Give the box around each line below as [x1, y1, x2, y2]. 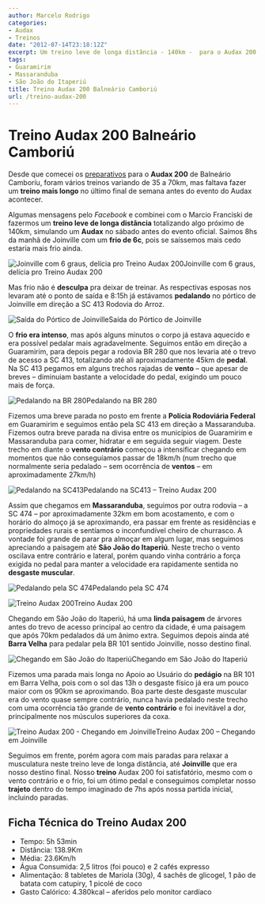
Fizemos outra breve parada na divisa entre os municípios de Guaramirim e [8, 428, 253, 437]
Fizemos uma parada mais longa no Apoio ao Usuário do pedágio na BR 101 [8, 670, 255, 679]
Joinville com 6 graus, [183, 259, 256, 269]
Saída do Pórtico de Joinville [108, 315, 202, 324]
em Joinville [8, 736, 47, 745]
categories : [8, 19, 47, 27]
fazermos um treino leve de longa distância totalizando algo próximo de [8, 218, 244, 228]
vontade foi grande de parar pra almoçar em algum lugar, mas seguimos [8, 535, 244, 544]
